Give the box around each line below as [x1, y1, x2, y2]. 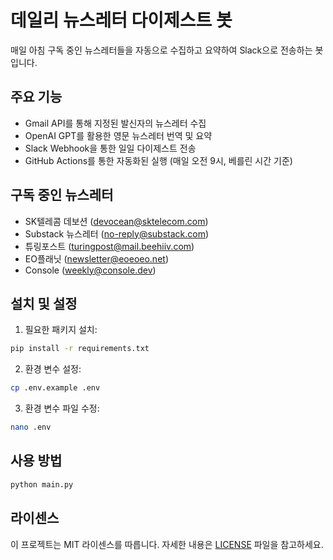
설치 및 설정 [10, 295, 78, 312]
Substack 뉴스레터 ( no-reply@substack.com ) [24, 227, 210, 240]
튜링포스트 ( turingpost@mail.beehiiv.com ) [24, 240, 195, 252]
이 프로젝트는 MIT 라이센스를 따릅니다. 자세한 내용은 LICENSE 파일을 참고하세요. [10, 538, 324, 550]
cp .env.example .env [10, 383, 101, 393]
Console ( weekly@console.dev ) [24, 264, 157, 276]
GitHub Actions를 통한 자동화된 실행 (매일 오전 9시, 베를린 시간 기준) [24, 154, 293, 166]
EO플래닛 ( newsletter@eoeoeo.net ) [24, 252, 169, 265]
